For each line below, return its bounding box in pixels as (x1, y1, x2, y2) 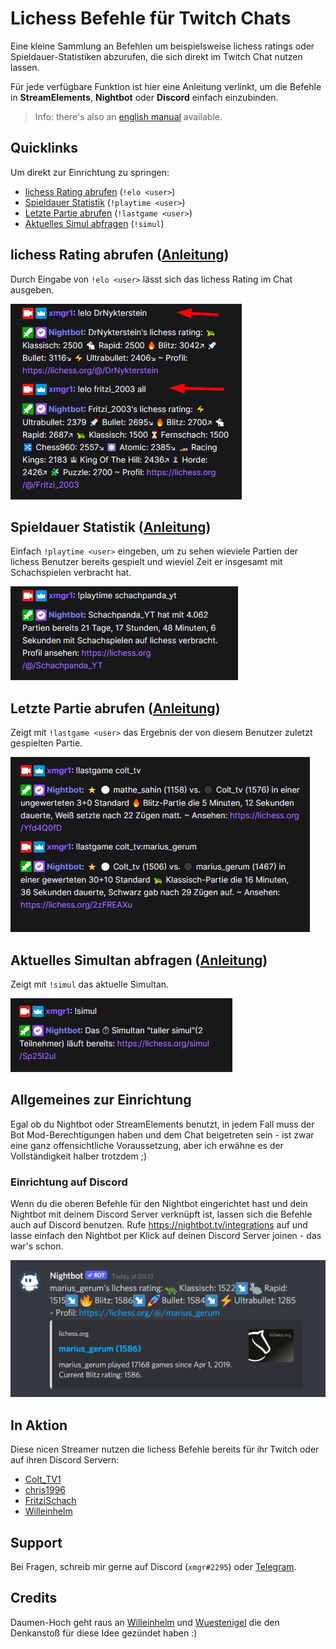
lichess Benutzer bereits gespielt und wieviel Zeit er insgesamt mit (10, 556, 283, 568)
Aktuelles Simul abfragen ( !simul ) (24, 217, 165, 229)
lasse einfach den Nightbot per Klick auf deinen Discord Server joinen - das (10, 1230, 322, 1242)
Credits (10, 1590, 58, 1607)
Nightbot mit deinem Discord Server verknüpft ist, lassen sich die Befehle (10, 1208, 313, 1221)
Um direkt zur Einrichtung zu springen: (10, 166, 170, 178)
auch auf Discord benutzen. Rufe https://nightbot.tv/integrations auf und (10, 1219, 308, 1231)
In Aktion (10, 1417, 68, 1434)
